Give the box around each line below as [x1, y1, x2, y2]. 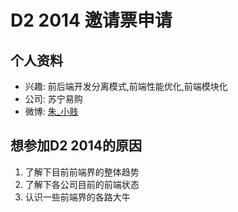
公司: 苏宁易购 [24, 93, 83, 105]
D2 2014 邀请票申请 [10, 9, 173, 32]
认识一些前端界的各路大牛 [24, 191, 131, 203]
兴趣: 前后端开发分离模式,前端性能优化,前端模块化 [24, 81, 228, 92]
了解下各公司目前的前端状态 [24, 178, 140, 190]
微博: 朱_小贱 [24, 106, 79, 117]
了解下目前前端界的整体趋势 [24, 166, 140, 178]
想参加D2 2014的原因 [10, 137, 143, 155]
